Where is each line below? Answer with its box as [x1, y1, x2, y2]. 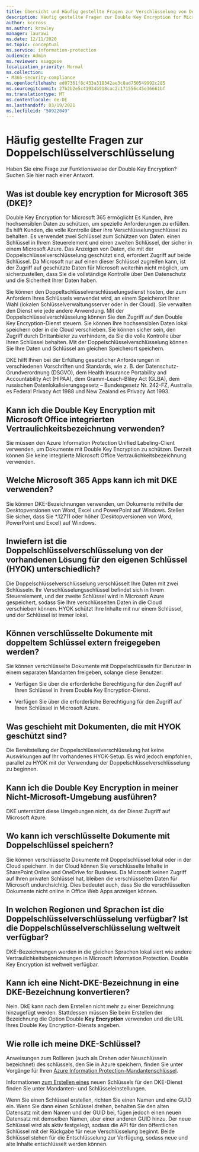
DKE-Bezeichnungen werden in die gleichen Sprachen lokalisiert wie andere [6, 948, 192, 955]
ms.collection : [6, 69, 44, 75]
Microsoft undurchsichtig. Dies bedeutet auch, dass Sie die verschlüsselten [6, 881, 191, 888]
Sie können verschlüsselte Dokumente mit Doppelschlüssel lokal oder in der [6, 856, 191, 863]
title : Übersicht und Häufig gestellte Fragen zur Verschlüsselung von [6, 8, 187, 15]
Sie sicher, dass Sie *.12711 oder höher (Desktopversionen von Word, [6, 513, 173, 520]
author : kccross [6, 20, 46, 25]
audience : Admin [6, 53, 46, 59]
